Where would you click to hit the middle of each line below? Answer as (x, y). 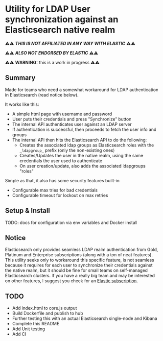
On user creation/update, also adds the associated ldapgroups (82, 166)
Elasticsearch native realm (60, 30)
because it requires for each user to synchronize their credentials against (79, 265)
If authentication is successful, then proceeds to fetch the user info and (84, 129)
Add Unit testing (28, 329)
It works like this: (22, 104)
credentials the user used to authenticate (61, 161)
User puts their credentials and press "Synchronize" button (72, 119)
